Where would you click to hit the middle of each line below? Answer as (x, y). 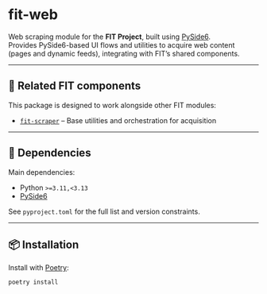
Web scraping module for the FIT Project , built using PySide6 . (110, 37)
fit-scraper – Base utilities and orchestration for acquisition (118, 120)
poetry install (33, 282)
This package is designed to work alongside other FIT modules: (112, 105)
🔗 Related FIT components (75, 86)
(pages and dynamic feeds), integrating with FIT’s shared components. (124, 53)
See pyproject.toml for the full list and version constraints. (104, 211)
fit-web (33, 15)
